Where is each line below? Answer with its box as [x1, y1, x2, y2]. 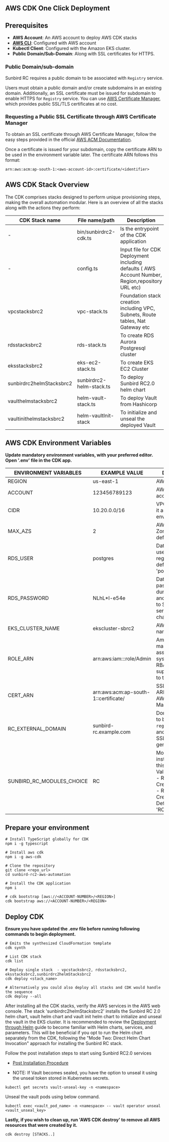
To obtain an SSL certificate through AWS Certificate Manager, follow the [5, 131, 157, 137]
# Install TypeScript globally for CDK [5, 837, 89, 842]
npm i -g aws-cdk [5, 855, 42, 860]
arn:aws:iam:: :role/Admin [93, 655, 152, 662]
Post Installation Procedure [12, 1060, 69, 1066]
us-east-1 [93, 478, 119, 485]
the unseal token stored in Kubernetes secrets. [12, 1075, 110, 1081]
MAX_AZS [8, 528, 32, 535]
